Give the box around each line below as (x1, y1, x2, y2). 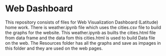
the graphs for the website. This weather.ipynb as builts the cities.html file (5, 29, 156, 35)
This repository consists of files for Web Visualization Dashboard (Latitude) (5, 19, 159, 25)
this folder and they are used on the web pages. (5, 45, 103, 51)
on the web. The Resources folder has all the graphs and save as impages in (5, 40, 161, 46)
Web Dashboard (5, 3, 73, 14)
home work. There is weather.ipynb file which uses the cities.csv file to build (5, 24, 161, 30)
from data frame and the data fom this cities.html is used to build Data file (5, 35, 155, 41)
